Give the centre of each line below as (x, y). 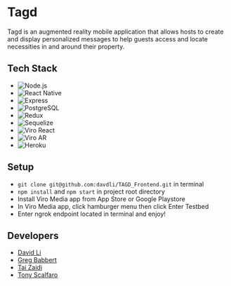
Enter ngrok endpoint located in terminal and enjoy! (92, 214)
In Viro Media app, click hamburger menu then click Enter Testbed (113, 206)
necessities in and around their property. (66, 46)
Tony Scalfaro (38, 275)
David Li (29, 252)
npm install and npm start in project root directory (91, 191)
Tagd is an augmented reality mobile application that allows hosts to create (115, 32)
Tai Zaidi (30, 268)
